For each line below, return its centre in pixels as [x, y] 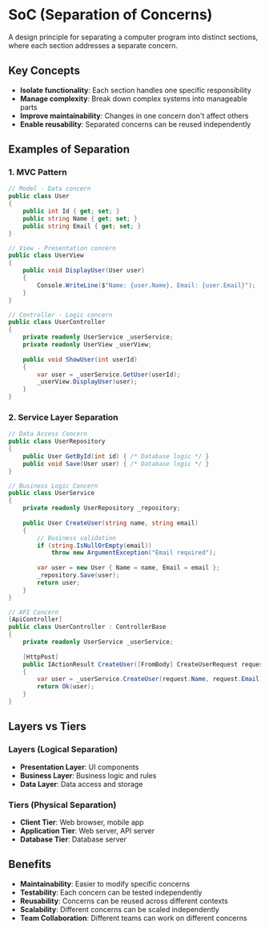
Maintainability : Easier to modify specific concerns [105, 883]
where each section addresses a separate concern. [93, 45]
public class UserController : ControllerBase [87, 627]
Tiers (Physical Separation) [62, 805]
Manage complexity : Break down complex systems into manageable [134, 99]
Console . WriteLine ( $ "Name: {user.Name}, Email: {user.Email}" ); [147, 285]
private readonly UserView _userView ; [87, 345]
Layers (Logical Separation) [63, 749]
